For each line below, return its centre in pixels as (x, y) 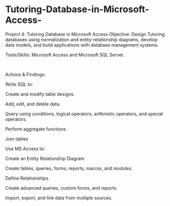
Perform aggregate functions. (36, 129)
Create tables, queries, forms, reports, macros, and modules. (69, 168)
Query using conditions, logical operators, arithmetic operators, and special (84, 114)
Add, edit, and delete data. (33, 104)
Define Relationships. (27, 178)
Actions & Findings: (25, 74)
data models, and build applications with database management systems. (82, 45)
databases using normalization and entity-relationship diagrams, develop (81, 40)
